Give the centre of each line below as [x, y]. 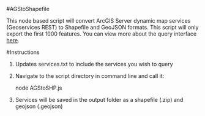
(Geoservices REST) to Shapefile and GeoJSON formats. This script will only [102, 27]
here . [13, 40]
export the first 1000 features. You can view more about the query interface [102, 34]
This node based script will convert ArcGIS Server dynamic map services [99, 21]
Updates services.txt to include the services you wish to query [94, 64]
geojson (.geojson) [39, 106]
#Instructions [23, 52]
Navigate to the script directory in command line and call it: [90, 76]
